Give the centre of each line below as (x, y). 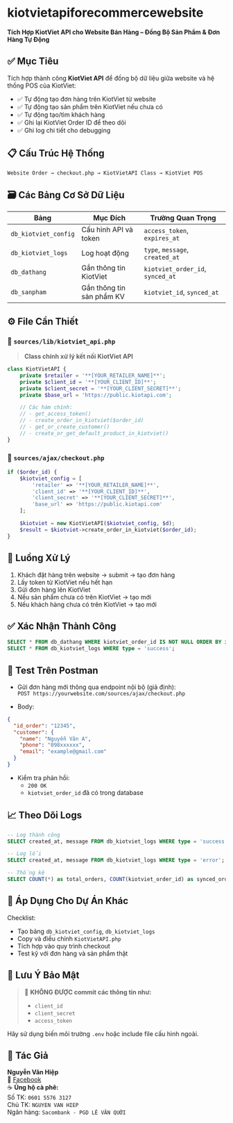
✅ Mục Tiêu (33, 62)
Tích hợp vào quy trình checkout (64, 946)
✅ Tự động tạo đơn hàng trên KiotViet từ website (86, 99)
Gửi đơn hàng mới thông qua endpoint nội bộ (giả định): (96, 687)
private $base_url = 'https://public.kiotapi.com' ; (96, 395)
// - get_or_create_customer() (65, 427)
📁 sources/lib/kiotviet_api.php (61, 341)
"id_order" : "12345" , (45, 726)
